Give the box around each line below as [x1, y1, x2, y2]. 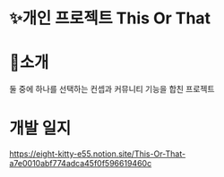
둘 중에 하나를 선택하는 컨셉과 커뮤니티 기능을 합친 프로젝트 [9, 84, 215, 95]
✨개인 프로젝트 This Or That [9, 8, 211, 29]
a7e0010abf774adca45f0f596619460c [9, 158, 152, 169]
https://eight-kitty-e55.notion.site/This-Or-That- [9, 148, 186, 159]
